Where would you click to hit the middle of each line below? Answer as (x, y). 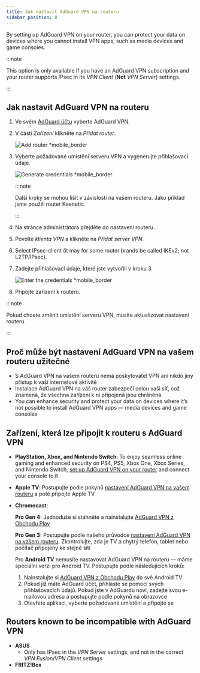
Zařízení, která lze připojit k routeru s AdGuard (94, 433)
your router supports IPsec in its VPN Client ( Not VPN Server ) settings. (93, 77)
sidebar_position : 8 (32, 17)
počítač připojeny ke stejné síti (53, 548)
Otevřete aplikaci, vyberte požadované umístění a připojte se (99, 603)
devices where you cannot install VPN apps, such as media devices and (95, 41)
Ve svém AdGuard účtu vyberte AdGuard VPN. (72, 122)
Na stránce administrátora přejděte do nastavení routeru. (85, 227)
